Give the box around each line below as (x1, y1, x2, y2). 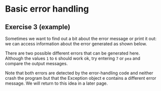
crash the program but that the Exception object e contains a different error (5, 75, 157, 81)
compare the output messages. (5, 61, 68, 66)
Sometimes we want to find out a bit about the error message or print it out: (5, 36, 157, 41)
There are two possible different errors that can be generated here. (5, 50, 140, 56)
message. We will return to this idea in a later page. (5, 80, 108, 86)
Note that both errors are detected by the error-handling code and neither (5, 70, 154, 76)
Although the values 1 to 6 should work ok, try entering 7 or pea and (5, 55, 141, 61)
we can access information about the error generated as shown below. (5, 41, 147, 47)
